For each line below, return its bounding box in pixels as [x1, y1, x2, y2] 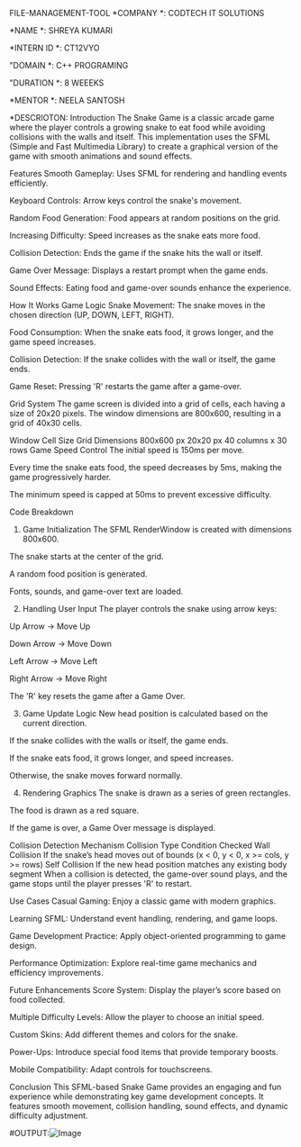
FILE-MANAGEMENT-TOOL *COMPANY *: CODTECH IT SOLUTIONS [9, 8, 265, 18]
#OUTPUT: [9, 1128, 50, 1138]
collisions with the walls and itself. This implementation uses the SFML [9, 132, 270, 142]
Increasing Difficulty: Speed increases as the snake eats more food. [9, 230, 261, 241]
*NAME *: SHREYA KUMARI [9, 25, 113, 35]
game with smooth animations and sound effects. [9, 150, 193, 161]
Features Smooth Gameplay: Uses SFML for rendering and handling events [9, 168, 287, 178]
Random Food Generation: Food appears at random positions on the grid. [9, 213, 281, 223]
